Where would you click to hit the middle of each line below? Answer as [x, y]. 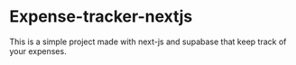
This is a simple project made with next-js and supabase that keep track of [148, 42]
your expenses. [38, 51]
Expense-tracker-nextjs [101, 17]
